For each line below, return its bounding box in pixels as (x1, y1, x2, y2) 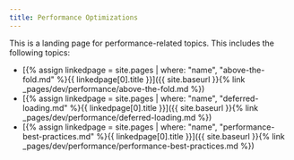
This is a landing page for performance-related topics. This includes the (9, 38, 275, 48)
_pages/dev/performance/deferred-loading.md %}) (22, 112, 212, 122)
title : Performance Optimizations (9, 13, 139, 22)
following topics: (9, 46, 70, 58)
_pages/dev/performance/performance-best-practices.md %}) (22, 140, 255, 151)
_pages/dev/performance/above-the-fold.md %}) (22, 83, 205, 94)
